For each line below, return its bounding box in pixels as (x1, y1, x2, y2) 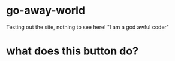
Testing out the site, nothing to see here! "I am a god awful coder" (6, 23, 170, 30)
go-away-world (6, 4, 86, 17)
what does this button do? (6, 44, 139, 58)
